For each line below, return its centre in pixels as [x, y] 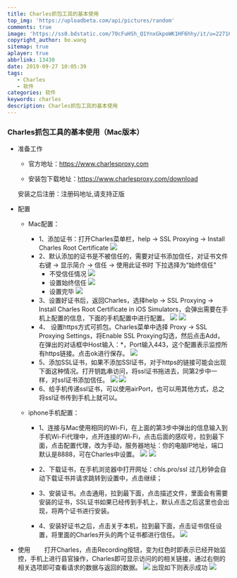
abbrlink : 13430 [31, 60]
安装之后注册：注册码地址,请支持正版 [71, 194]
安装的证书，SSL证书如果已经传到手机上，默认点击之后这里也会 [131, 502]
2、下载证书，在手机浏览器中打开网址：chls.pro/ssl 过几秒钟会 [129, 469]
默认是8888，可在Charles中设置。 [89, 454]
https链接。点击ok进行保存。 [87, 354]
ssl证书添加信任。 [83, 380]
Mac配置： [44, 224]
